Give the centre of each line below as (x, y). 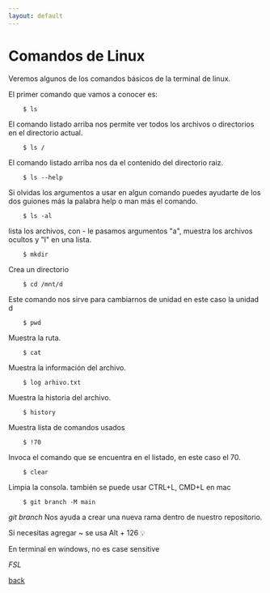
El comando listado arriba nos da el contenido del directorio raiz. (116, 162)
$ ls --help (43, 177)
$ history (40, 412)
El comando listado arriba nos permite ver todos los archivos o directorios (131, 124)
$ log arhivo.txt (52, 382)
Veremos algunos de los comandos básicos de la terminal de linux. (120, 79)
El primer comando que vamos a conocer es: (83, 94)
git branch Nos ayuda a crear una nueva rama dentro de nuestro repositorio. (135, 517)
